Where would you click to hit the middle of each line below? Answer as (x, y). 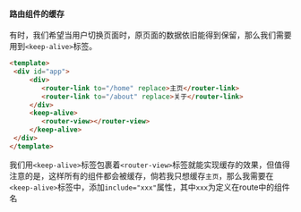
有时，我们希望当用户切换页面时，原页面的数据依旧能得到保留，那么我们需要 (150, 35)
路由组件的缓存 (37, 13)
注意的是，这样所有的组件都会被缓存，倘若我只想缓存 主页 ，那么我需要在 (142, 175)
